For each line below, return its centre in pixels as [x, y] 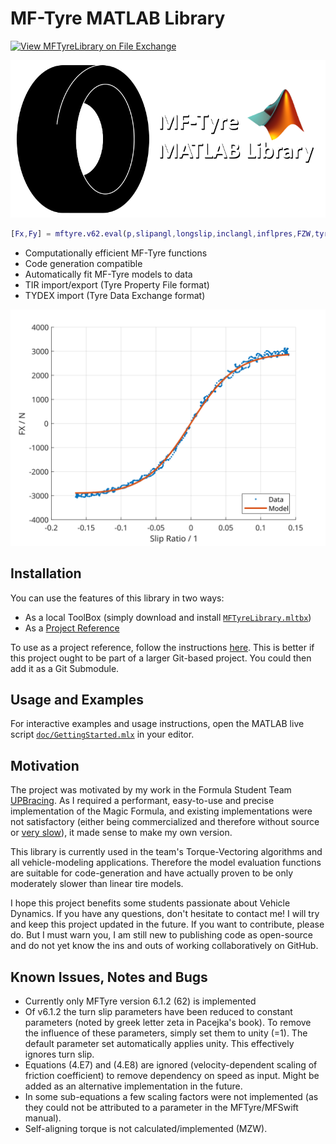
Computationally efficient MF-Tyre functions [116, 253]
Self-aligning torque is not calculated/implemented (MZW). [146, 1129]
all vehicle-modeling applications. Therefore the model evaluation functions [166, 863]
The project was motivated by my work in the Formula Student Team [151, 790]
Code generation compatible [83, 263]
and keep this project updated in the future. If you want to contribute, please [167, 924]
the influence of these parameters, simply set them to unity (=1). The [166, 1033]
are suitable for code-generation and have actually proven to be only [152, 873]
